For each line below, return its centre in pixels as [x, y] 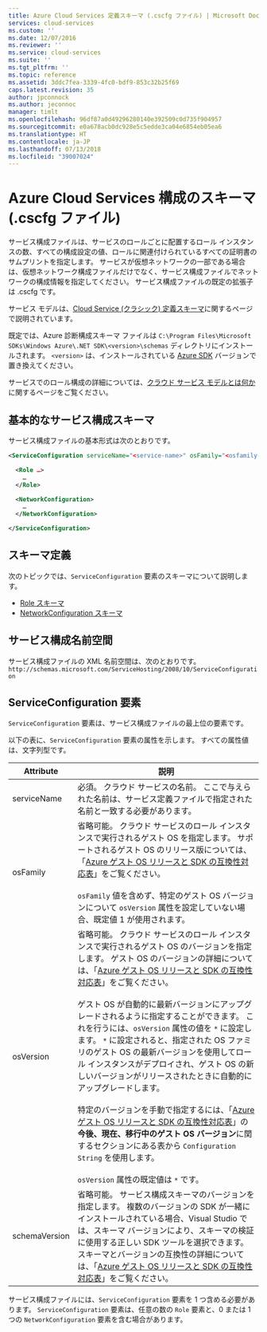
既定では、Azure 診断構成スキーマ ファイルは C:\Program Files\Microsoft [130, 336]
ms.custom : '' [32, 30]
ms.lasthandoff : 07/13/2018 [55, 149]
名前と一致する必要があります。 [137, 811]
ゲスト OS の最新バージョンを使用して [164, 1052]
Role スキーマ [42, 603]
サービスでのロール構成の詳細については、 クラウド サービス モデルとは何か [132, 383]
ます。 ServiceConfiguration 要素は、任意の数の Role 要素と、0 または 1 [133, 1310]
